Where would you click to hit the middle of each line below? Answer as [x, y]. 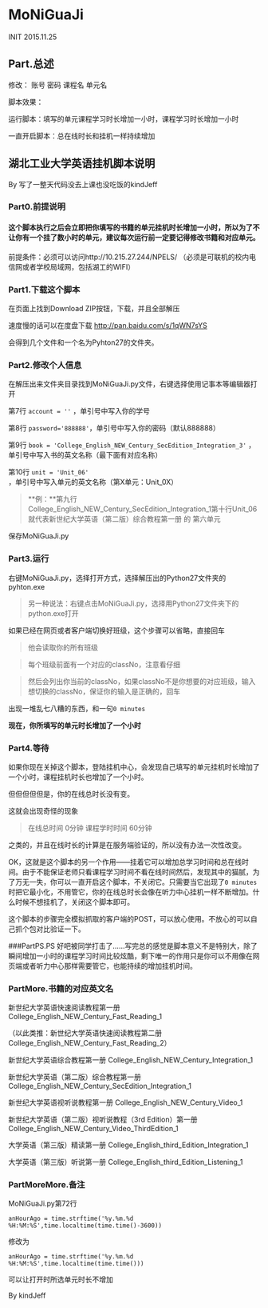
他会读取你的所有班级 [63, 647]
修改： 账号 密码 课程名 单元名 [58, 85]
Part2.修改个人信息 [45, 365]
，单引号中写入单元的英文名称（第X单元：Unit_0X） [93, 482]
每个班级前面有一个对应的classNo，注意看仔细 [104, 664]
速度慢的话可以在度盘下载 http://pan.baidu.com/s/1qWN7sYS [108, 325]
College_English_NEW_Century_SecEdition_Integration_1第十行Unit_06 [142, 509]
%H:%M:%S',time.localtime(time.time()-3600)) [85, 1226]
